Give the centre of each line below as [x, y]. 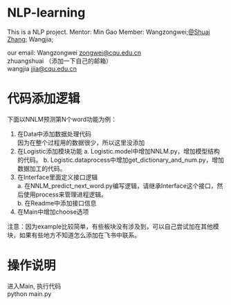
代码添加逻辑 [44, 99]
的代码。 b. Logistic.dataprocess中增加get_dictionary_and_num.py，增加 [121, 160]
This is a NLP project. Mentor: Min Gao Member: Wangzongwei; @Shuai [109, 32]
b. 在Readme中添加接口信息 [57, 203]
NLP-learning [46, 13]
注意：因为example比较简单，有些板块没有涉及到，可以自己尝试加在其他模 [113, 226]
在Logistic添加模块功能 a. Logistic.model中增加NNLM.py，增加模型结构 [118, 151]
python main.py [29, 294]
